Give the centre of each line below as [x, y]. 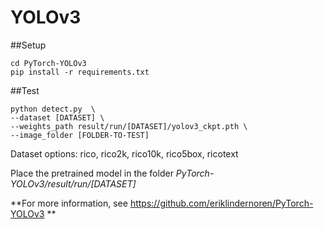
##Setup [28, 45]
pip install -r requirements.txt [80, 72]
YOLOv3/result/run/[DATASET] [73, 183]
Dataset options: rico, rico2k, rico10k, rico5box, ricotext [124, 153]
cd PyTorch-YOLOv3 [48, 63]
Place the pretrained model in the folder [92, 173]
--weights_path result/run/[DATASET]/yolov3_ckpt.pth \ [129, 126]
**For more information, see [69, 203]
